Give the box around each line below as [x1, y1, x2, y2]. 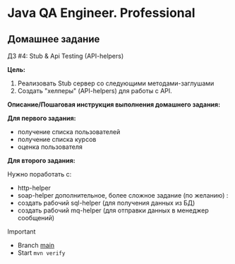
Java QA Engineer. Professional [7, 5, 195, 21]
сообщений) [17, 214, 55, 222]
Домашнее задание [7, 33, 100, 45]
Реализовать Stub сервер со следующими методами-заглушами [17, 79, 215, 88]
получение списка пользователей [17, 128, 121, 136]
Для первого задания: [7, 114, 76, 122]
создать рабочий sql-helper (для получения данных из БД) [17, 199, 195, 207]
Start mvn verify [17, 248, 66, 257]
